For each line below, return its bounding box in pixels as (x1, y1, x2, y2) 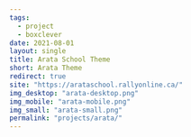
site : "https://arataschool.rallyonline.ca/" (9, 80, 183, 89)
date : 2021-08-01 (9, 38, 75, 48)
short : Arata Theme (9, 64, 83, 73)
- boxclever (17, 30, 63, 39)
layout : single (9, 47, 67, 56)
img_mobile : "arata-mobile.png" (9, 96, 131, 106)
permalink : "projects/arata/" (9, 114, 123, 123)
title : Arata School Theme (9, 55, 111, 64)
